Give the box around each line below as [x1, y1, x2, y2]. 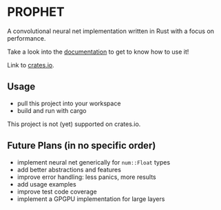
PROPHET [7, 4, 65, 20]
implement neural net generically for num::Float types [17, 158, 171, 166]
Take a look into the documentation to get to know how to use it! [7, 48, 189, 56]
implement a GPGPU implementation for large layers [17, 194, 165, 203]
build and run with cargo [17, 106, 87, 114]
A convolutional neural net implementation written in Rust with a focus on [7, 27, 215, 35]
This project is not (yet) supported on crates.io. [7, 120, 141, 128]
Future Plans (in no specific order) [7, 140, 156, 151]
